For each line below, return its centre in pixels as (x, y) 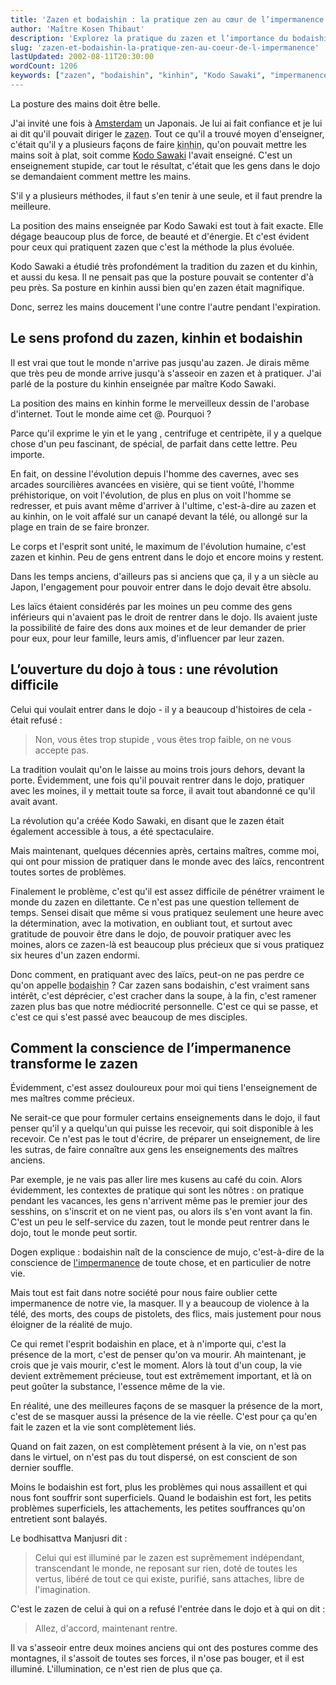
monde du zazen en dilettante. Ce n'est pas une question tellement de (155, 902)
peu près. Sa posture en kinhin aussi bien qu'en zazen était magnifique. (157, 287)
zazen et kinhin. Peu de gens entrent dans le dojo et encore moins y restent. (167, 557)
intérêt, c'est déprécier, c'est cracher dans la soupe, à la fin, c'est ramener (163, 995)
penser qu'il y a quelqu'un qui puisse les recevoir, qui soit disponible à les (162, 1128)
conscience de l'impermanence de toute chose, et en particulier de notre (161, 1263)
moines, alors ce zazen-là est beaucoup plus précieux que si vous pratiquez (167, 944)
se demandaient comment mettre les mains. (101, 176)
